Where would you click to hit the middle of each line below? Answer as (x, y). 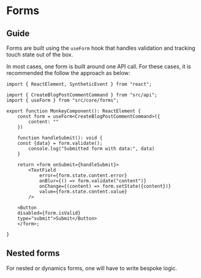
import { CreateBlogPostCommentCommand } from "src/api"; (82, 95)
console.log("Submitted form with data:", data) (92, 149)
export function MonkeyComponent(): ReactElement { (74, 111)
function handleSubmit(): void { (60, 138)
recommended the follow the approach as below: (68, 73)
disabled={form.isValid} (49, 213)
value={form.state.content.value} (83, 191)
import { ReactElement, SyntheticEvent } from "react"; (79, 84)
